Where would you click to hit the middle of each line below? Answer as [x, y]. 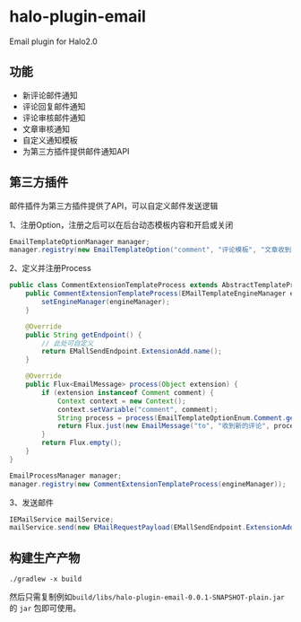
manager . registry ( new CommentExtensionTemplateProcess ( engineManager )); [148, 484]
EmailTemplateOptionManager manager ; [80, 241]
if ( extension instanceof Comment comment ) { [128, 392]
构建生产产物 [45, 558]
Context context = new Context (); [121, 401]
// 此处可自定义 [68, 343]
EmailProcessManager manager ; [66, 476]
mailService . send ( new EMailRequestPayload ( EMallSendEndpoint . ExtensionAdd [152, 528]
